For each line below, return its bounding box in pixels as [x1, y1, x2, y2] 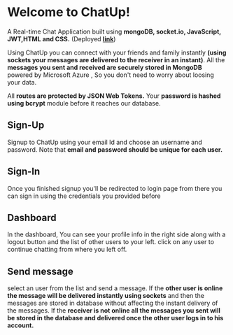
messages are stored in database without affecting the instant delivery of [7, 299, 218, 308]
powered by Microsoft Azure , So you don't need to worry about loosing [7, 71, 215, 79]
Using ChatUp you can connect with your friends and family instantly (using [7, 48, 227, 57]
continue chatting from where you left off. [7, 245, 127, 254]
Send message [7, 265, 73, 277]
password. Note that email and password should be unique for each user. [7, 145, 223, 154]
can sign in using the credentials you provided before [7, 192, 161, 200]
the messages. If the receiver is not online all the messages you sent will [7, 306, 220, 315]
